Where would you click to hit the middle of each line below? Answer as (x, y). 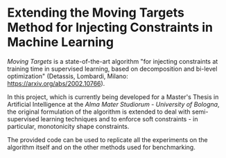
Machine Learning (61, 42)
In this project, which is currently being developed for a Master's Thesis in (113, 97)
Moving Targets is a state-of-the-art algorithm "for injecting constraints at (113, 61)
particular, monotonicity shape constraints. (68, 126)
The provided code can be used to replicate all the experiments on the (107, 139)
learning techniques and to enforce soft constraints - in (119, 119)
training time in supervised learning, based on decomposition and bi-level (112, 69)
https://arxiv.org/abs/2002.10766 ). (56, 83)
